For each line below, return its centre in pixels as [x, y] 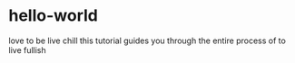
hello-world [54, 16]
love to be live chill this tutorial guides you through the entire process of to [147, 40]
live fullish [27, 49]
